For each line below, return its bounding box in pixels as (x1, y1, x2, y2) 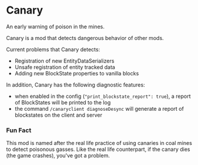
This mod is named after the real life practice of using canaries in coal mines (6, 140, 192, 147)
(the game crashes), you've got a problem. (6, 152, 111, 159)
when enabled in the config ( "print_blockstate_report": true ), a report (14, 93, 191, 100)
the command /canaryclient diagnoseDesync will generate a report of (14, 105, 184, 112)
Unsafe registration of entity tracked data (14, 63, 115, 71)
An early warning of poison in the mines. (6, 23, 105, 30)
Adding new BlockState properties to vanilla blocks (14, 70, 139, 77)
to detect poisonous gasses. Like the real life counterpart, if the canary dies (6, 146, 190, 153)
